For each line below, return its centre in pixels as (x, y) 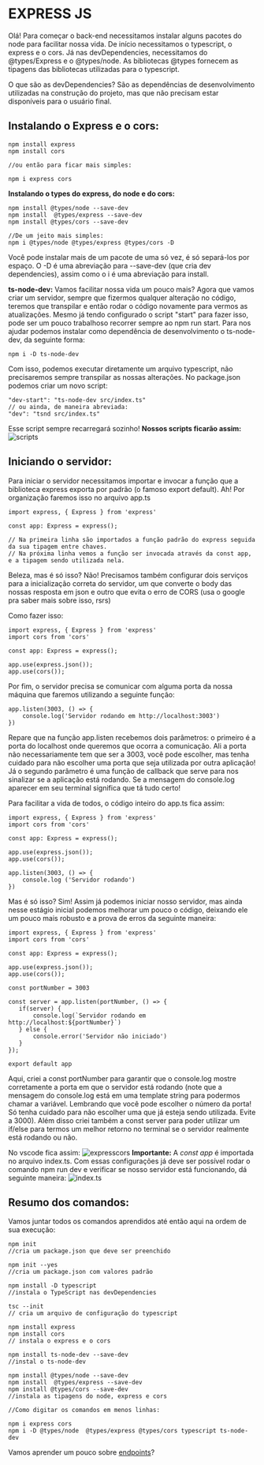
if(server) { (40, 1009)
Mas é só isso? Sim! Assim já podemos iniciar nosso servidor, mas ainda (125, 901)
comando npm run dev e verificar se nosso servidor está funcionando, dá (128, 1169)
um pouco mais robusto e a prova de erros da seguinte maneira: (112, 918)
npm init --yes (33, 1265)
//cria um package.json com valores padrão (81, 1272)
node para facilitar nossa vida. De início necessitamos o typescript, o (120, 43)
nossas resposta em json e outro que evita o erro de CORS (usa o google (127, 592)
